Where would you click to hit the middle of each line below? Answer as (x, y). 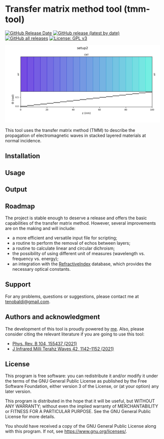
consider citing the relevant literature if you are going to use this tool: (75, 334)
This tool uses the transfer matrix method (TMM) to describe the (70, 130)
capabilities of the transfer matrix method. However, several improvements (81, 223)
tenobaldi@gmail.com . (28, 301)
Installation (23, 156)
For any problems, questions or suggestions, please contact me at (72, 296)
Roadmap (20, 206)
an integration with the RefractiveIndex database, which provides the (82, 264)
